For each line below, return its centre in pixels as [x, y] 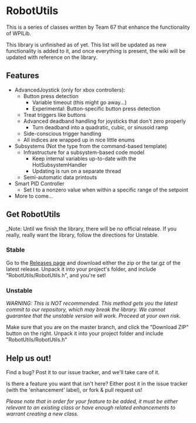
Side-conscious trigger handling [62, 133]
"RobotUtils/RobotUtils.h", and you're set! [56, 275]
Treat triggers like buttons [55, 115]
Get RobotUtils [33, 215]
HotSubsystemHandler [60, 164]
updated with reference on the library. [52, 57]
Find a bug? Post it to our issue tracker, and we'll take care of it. [83, 372]
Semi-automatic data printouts [60, 177]
